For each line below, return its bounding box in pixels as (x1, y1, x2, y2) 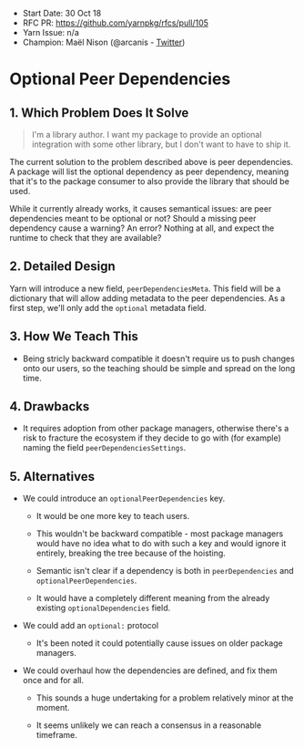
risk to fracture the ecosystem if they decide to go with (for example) (22, 432, 282, 443)
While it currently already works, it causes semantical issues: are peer (9, 203, 272, 213)
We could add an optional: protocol (22, 620, 159, 631)
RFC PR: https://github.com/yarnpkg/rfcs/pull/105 (22, 17, 209, 28)
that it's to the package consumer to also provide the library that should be (9, 176, 289, 186)
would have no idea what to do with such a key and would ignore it (35, 538, 287, 549)
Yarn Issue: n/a (22, 27, 79, 37)
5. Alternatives (9, 469, 96, 484)
